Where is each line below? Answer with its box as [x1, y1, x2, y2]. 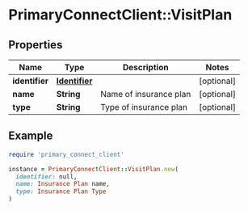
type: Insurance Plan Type [15, 187, 107, 195]
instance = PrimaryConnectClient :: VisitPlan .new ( [8, 165, 179, 173]
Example [8, 129, 53, 143]
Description [122, 62, 169, 73]
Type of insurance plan [100, 102, 188, 112]
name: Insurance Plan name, [15, 180, 111, 188]
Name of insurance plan [100, 89, 191, 99]
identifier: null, [15, 172, 78, 181]
